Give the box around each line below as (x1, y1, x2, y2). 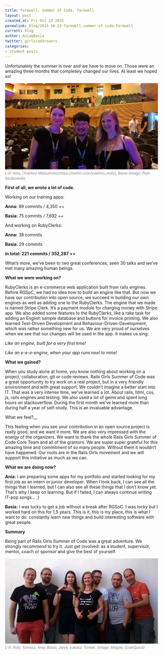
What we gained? (5, 359, 41, 365)
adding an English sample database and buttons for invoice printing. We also (5, 315, 158, 321)
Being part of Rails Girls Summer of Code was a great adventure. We (5, 538, 142, 544)
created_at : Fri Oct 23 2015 (5, 18, 64, 23)
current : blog (5, 28, 34, 34)
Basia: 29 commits (5, 241, 43, 247)
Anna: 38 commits (5, 231, 43, 237)
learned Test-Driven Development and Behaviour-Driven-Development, (5, 320, 147, 326)
